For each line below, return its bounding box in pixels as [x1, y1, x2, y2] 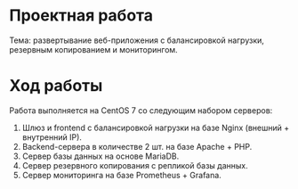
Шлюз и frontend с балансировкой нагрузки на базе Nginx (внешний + [21, 122, 290, 133]
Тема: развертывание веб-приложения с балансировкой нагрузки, [9, 35, 265, 45]
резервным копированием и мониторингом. [9, 44, 178, 54]
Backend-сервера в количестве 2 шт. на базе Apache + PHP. [21, 141, 253, 152]
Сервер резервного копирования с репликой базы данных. [21, 160, 248, 170]
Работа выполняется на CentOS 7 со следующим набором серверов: [9, 104, 273, 116]
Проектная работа [9, 5, 154, 26]
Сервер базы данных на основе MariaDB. [21, 151, 180, 161]
